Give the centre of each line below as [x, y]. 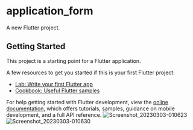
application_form [50, 11]
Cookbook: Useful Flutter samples [57, 90]
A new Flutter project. [33, 28]
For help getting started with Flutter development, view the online [87, 102]
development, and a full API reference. [54, 114]
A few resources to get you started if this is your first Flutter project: [90, 72]
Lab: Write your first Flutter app [54, 84]
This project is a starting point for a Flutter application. [74, 61]
